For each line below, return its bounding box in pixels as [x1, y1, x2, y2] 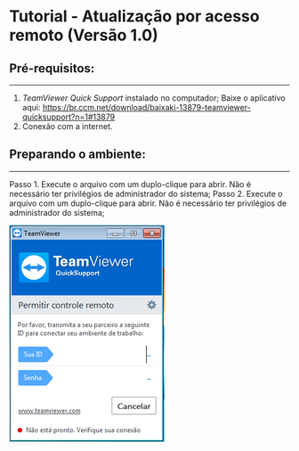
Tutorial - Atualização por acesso [9, 6, 260, 27]
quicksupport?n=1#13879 [21, 111, 116, 122]
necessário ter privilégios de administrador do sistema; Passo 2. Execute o [9, 188, 283, 199]
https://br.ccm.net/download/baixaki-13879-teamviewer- [42, 102, 251, 112]
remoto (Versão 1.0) [9, 25, 158, 45]
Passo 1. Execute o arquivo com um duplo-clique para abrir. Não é [9, 178, 252, 189]
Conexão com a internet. [21, 121, 113, 131]
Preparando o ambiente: [9, 147, 147, 162]
